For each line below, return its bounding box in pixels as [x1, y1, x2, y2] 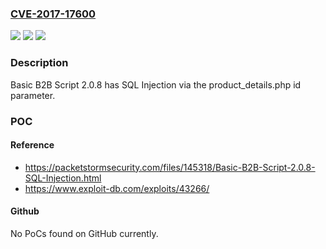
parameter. [10, 89, 56, 101]
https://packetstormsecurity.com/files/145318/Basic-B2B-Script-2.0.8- [24, 161, 316, 173]
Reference [10, 139, 55, 151]
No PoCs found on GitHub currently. [10, 227, 159, 239]
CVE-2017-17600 [10, 7, 97, 21]
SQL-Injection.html [24, 172, 102, 184]
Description [10, 56, 69, 70]
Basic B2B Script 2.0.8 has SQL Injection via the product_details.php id [10, 78, 302, 91]
